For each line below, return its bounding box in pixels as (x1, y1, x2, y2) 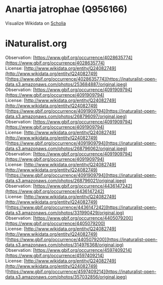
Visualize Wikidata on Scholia (5, 20, 66, 26)
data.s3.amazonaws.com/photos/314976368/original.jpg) (5, 242, 124, 248)
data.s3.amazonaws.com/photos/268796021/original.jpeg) (5, 177, 126, 183)
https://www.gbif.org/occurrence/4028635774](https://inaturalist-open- (8, 76, 157, 82)
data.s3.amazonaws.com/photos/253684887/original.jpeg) (5, 81, 127, 87)
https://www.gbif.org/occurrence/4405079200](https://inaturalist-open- (8, 236, 158, 242)
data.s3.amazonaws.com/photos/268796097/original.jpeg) (5, 113, 127, 119)
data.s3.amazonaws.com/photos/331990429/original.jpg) (5, 209, 124, 216)
